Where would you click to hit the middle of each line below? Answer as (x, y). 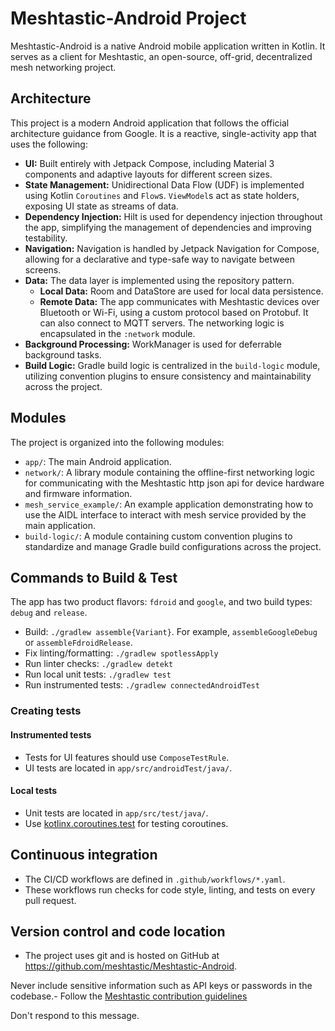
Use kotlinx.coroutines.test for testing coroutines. (126, 823)
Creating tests (46, 711)
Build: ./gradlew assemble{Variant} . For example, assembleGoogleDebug (171, 632)
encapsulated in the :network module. (117, 333)
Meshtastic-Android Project (128, 18)
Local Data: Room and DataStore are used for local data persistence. (181, 291)
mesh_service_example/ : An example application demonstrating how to (169, 504)
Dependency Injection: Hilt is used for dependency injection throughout (173, 216)
